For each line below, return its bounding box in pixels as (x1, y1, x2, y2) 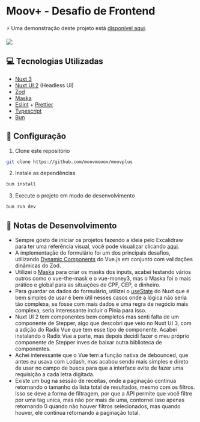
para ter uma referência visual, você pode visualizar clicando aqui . (14, 243, 180, 250)
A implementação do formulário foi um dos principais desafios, (14, 249, 171, 256)
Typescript (14, 107, 42, 114)
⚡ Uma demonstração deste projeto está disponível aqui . (6, 24, 147, 31)
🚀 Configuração (6, 131, 66, 141)
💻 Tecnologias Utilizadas (6, 56, 103, 67)
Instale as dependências (14, 170, 76, 177)
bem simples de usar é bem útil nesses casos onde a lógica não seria (14, 294, 187, 301)
